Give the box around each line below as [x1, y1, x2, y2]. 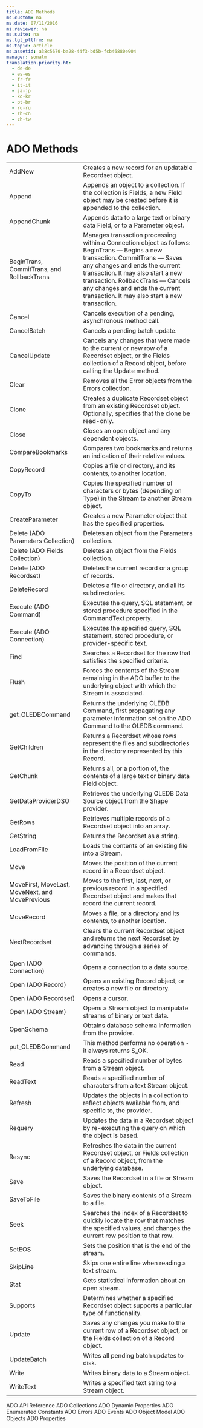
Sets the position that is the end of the [83, 1242, 192, 1250]
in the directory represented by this [83, 747, 183, 756]
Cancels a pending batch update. [83, 327, 177, 335]
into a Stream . [83, 849, 123, 858]
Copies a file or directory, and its [83, 462, 176, 470]
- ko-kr [11, 93, 31, 100]
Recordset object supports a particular [83, 1301, 192, 1310]
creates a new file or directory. [83, 984, 170, 993]
